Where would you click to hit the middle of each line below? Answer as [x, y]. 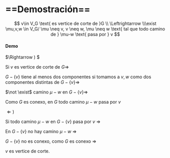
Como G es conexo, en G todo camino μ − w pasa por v [63, 102]
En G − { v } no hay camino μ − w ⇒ [41, 132]
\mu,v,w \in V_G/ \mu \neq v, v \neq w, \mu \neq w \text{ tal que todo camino [85, 28]
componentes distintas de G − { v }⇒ [43, 82]
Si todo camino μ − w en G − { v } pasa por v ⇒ [53, 122]
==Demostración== [48, 9]
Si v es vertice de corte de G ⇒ [37, 67]
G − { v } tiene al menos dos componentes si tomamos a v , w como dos [78, 77]
